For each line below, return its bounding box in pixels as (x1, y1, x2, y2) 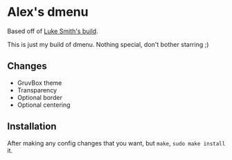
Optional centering (17, 101, 71, 109)
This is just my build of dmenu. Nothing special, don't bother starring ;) (7, 40, 209, 48)
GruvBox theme (17, 79, 62, 87)
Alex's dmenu (7, 4, 89, 20)
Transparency (17, 86, 57, 94)
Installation (7, 121, 57, 132)
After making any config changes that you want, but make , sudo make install (7, 139, 226, 147)
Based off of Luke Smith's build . (7, 27, 98, 35)
